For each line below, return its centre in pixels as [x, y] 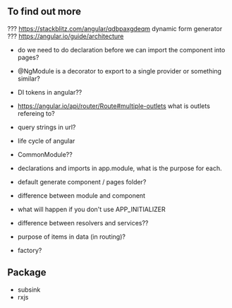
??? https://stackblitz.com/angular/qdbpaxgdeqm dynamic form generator [115, 28]
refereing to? [36, 113]
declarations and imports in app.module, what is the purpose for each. [120, 168]
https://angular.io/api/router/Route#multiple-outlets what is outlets [114, 106]
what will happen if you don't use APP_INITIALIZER [91, 209]
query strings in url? [47, 127]
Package [27, 272]
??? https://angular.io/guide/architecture [66, 36]
